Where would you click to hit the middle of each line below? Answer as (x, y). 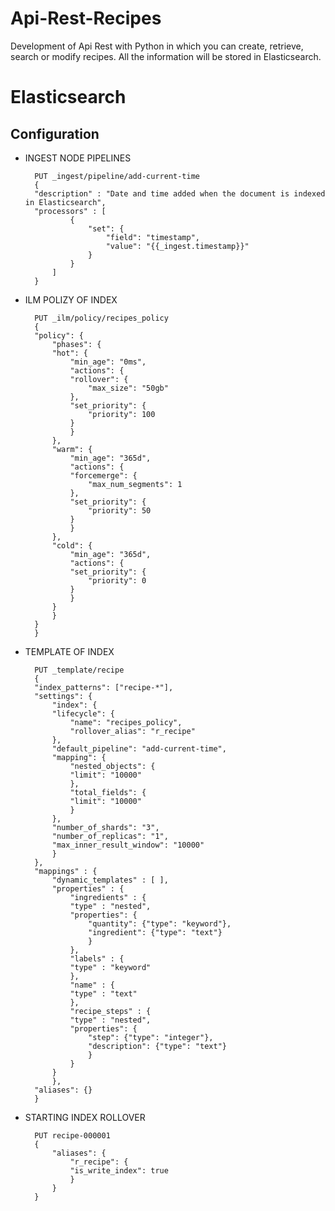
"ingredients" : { (108, 897)
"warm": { (72, 449)
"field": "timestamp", (152, 237)
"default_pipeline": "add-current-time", (139, 748)
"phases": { (76, 344)
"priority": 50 (120, 510)
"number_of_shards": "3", (105, 827)
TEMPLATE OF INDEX (69, 651)
